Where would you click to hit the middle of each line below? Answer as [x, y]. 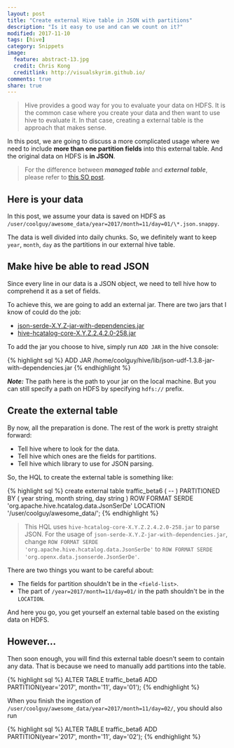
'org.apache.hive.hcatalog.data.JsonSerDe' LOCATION [87, 505]
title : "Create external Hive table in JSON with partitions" [100, 20]
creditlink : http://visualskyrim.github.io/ [80, 72]
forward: [20, 435]
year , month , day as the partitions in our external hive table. [91, 245]
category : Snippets [36, 46]
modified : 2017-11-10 [39, 33]
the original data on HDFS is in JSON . [61, 156]
